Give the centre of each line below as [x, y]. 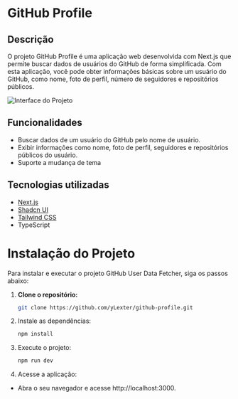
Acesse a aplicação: [47, 374]
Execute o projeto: [44, 348]
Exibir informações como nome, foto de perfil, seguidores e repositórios [123, 147]
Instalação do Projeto [71, 253]
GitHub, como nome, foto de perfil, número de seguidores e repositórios [113, 79]
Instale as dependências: [54, 321]
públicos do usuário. [48, 155]
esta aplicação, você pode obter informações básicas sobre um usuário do [117, 71]
